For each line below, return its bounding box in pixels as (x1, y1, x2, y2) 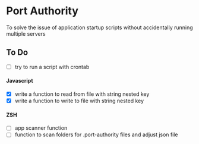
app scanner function (14, 124, 68, 132)
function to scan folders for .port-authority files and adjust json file (14, 131, 178, 138)
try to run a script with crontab (14, 63, 90, 70)
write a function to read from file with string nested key (14, 90, 150, 98)
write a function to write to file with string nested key (14, 97, 144, 105)
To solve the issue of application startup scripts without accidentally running (6, 24, 193, 31)
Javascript (6, 77, 34, 84)
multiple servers (6, 30, 46, 37)
